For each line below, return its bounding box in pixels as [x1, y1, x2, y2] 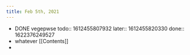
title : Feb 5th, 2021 [6, 8, 60, 15]
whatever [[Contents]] [14, 37, 69, 44]
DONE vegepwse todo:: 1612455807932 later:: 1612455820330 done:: [14, 25, 185, 32]
